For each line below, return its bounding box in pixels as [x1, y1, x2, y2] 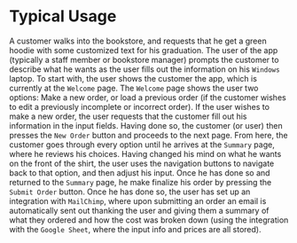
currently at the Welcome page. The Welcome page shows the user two [9, 82, 259, 93]
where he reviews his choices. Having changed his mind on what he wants [9, 148, 282, 159]
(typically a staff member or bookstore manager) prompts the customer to [9, 54, 279, 65]
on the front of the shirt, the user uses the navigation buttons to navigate [9, 158, 275, 169]
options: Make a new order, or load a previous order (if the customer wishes [9, 91, 286, 103]
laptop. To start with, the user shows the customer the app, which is [9, 73, 257, 83]
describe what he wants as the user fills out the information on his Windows [9, 64, 281, 74]
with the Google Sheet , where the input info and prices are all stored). [9, 223, 262, 234]
